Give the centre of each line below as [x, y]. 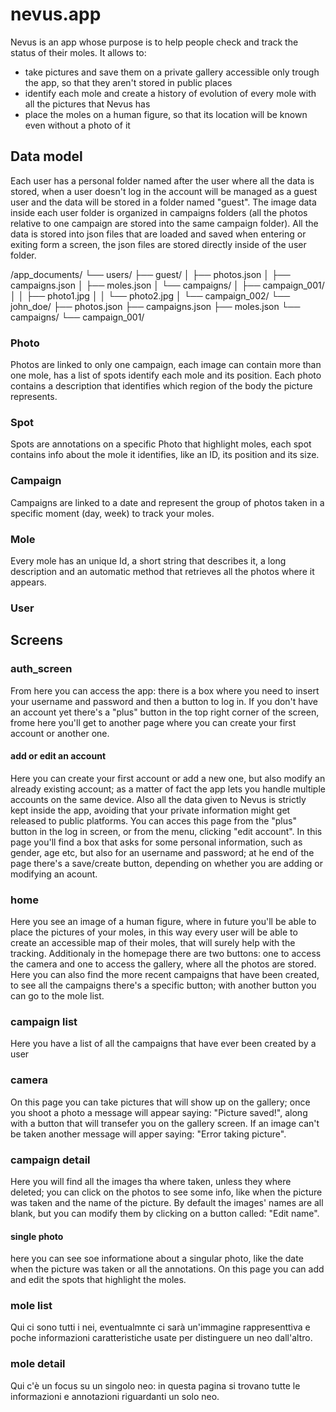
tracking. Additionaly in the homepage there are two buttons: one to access [166, 954]
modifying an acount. [54, 874]
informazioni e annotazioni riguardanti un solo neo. [115, 1396]
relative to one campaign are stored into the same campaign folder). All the [164, 223]
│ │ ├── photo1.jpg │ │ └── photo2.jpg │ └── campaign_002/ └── [150, 295]
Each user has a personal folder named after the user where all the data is [162, 180]
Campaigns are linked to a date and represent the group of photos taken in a [167, 502]
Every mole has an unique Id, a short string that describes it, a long [148, 560]
